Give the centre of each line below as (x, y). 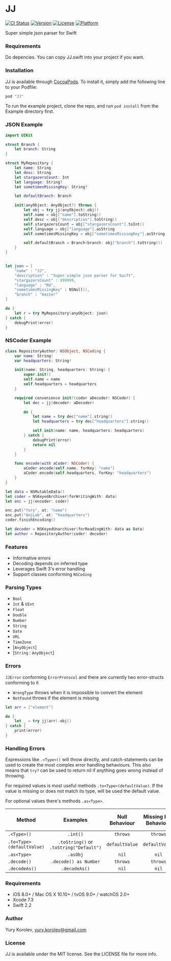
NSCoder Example (28, 341)
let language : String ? (38, 182)
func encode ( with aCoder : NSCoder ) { (54, 464)
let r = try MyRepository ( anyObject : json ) (61, 313)
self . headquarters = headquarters (60, 384)
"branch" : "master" (36, 295)
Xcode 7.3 (23, 900)
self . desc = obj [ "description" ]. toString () (70, 219)
